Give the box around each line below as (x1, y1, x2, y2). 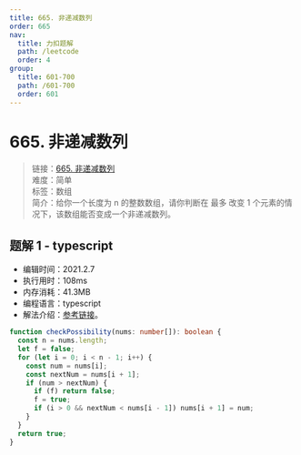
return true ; (17, 429, 67, 438)
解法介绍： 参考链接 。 (22, 309, 103, 320)
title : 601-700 (17, 73, 75, 82)
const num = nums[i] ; (25, 361, 107, 370)
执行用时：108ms (22, 275, 88, 287)
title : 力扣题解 (17, 38, 75, 48)
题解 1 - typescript (9, 238, 114, 253)
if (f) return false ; (33, 387, 116, 396)
